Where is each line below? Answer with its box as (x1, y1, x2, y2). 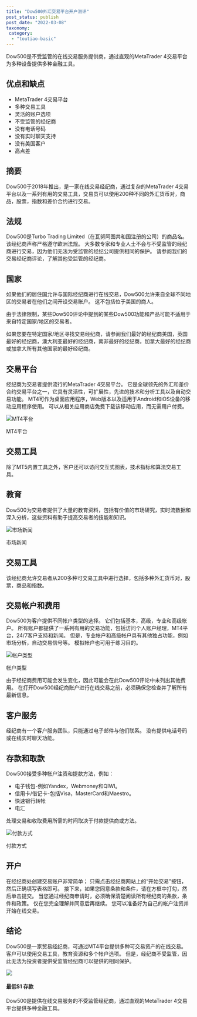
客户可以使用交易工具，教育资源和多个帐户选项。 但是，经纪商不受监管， (6, 950, 182, 957)
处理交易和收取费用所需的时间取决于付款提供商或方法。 (6, 817, 140, 824)
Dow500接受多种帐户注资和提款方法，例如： (6, 770, 114, 777)
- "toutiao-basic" (11, 36, 57, 42)
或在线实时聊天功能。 (6, 735, 57, 742)
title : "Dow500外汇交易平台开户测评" (6, 8, 90, 15)
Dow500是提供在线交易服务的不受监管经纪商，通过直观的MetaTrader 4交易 (6, 997, 188, 1004)
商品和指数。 (16, 582, 47, 589)
